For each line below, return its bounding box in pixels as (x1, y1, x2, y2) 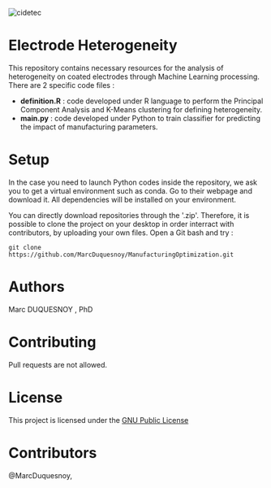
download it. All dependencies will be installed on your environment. (8, 194, 237, 204)
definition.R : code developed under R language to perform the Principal (19, 96, 264, 106)
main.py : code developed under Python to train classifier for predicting (19, 113, 261, 123)
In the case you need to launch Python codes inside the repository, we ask (8, 177, 258, 187)
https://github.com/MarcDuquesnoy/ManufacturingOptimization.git (8, 251, 234, 259)
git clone (8, 243, 42, 251)
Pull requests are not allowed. (8, 359, 108, 369)
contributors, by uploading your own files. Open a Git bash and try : (8, 228, 234, 237)
